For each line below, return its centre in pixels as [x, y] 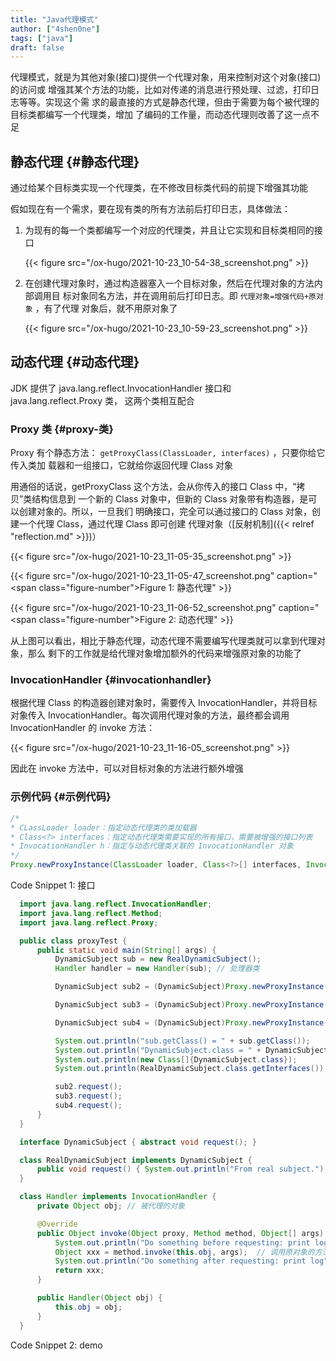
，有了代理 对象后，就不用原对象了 [106, 308]
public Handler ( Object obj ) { [99, 1298]
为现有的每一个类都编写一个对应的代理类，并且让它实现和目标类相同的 [169, 230]
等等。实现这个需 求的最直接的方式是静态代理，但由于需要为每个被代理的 [169, 102]
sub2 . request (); [88, 1087]
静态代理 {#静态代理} [75, 161]
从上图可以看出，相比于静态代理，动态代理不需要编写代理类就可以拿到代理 [163, 641]
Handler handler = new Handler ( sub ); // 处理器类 [157, 969]
